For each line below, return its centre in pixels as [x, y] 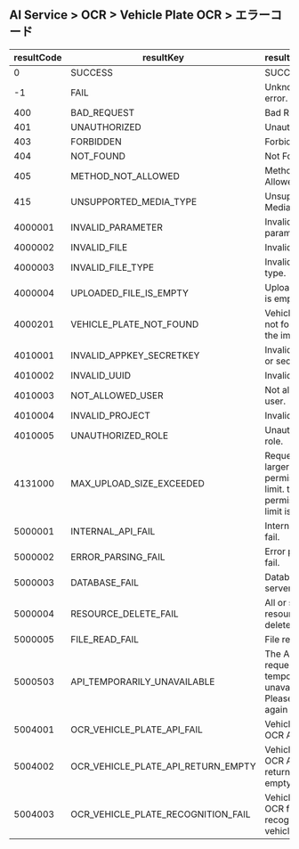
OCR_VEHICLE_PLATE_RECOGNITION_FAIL [161, 814]
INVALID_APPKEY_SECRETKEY [135, 355]
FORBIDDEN [96, 142]
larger [277, 467]
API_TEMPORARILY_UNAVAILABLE [143, 682]
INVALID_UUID [101, 375]
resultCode [38, 57]
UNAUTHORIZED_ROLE [120, 436]
